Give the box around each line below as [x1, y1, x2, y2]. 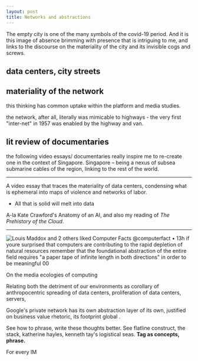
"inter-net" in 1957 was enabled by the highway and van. [6, 119, 144, 127]
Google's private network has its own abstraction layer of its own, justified [6, 307, 186, 314]
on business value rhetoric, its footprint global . [6, 313, 121, 320]
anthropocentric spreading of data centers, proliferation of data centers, [6, 289, 181, 296]
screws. [6, 49, 25, 56]
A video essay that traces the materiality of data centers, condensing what [6, 182, 187, 189]
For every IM [6, 348, 37, 355]
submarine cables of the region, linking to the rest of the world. [6, 165, 159, 172]
